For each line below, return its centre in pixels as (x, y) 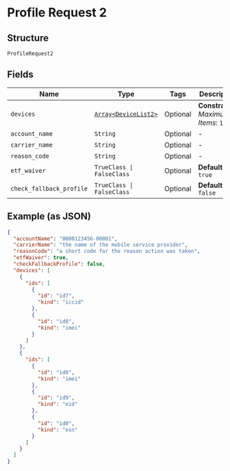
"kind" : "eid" (57, 404)
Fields (21, 74)
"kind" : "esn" (57, 430)
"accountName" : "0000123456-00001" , (65, 239)
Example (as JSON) (49, 216)
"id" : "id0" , (56, 423)
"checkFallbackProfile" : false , (60, 264)
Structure (28, 38)
